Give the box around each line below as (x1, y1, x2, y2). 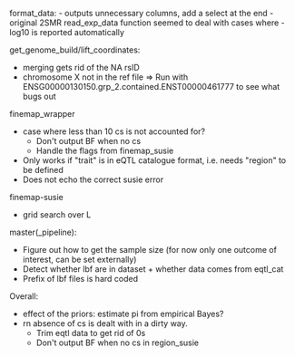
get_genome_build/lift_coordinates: (9, 44, 141, 55)
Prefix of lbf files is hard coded (22, 274, 139, 284)
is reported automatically (31, 27, 125, 37)
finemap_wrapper (9, 109, 75, 119)
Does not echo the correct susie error (22, 174, 164, 185)
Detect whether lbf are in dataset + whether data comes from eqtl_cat (22, 264, 284, 275)
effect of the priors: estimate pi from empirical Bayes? (22, 308, 224, 319)
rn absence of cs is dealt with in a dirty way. (22, 318, 188, 329)
